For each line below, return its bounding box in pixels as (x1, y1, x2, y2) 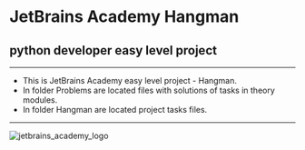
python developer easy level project (9, 43, 218, 58)
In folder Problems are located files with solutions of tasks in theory (22, 85, 275, 95)
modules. (22, 95, 58, 105)
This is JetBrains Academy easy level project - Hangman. (22, 75, 238, 85)
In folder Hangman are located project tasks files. (22, 105, 208, 115)
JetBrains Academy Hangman (9, 6, 240, 27)
